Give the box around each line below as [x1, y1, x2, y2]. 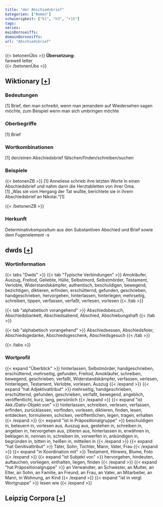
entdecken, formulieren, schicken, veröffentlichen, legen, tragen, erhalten [5, 412, 153, 418]
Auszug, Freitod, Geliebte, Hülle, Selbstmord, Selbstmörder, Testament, [5, 277, 148, 283]
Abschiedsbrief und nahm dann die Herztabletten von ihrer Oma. [5, 183, 135, 189]
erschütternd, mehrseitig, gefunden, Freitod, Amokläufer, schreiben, [5, 370, 142, 376]
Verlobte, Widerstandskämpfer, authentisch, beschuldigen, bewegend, [5, 282, 147, 288]
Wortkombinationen [5, 144, 54, 150]
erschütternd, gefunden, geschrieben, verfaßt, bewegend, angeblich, [5, 391, 144, 397]
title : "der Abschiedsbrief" [5, 7, 64, 12]
